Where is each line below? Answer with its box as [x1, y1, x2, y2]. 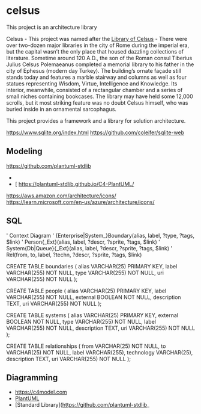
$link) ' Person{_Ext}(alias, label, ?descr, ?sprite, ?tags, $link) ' [6, 238, 160, 246]
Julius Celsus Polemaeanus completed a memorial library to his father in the [6, 61, 194, 68]
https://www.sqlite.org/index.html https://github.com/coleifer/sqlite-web [6, 129, 185, 136]
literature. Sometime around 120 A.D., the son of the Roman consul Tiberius [6, 54, 193, 61]
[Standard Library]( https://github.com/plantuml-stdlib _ [14, 401, 150, 409]
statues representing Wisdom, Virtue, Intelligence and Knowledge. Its [6, 79, 178, 87]
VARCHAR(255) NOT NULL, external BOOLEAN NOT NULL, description [6, 293, 181, 301]
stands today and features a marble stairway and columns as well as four [6, 73, 187, 81]
